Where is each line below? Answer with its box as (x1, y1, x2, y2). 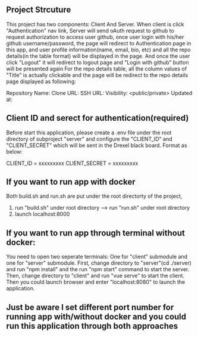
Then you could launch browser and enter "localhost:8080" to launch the (6, 278, 186, 286)
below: (6, 148, 23, 155)
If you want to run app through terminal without (6, 228, 186, 238)
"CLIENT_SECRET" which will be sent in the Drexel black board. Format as (6, 142, 187, 149)
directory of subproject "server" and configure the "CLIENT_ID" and (6, 135, 172, 142)
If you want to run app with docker (6, 177, 136, 187)
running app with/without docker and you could (6, 311, 187, 321)
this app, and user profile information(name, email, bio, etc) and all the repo (6, 46, 191, 53)
